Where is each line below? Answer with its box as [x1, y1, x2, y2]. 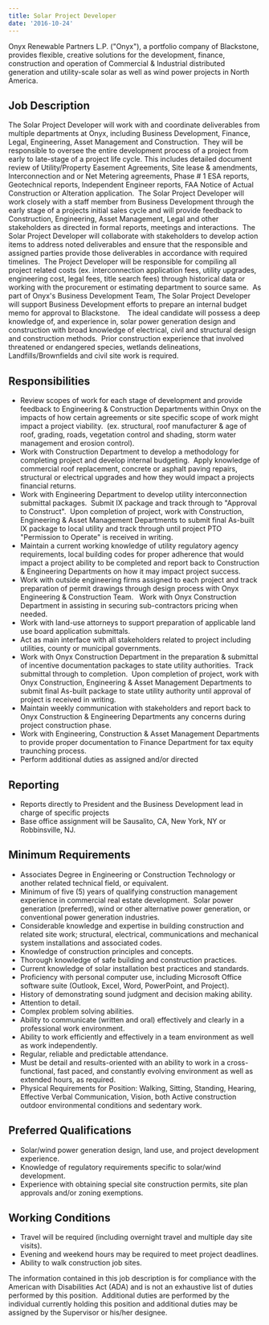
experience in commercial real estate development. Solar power [19, 895, 234, 905]
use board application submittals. [19, 627, 131, 636]
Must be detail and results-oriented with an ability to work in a [19, 1057, 226, 1067]
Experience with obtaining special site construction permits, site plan [19, 1179, 248, 1189]
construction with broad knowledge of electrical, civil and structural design [8, 325, 257, 335]
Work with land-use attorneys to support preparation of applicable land [19, 618, 255, 628]
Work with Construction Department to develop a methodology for [19, 447, 239, 457]
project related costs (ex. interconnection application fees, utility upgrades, [8, 265, 257, 275]
